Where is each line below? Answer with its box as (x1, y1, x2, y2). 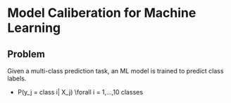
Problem (7, 48, 46, 60)
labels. (7, 74, 27, 83)
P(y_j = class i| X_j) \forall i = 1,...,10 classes (17, 88, 143, 96)
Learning (7, 20, 61, 36)
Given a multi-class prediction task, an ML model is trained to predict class (7, 67, 224, 75)
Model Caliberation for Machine (7, 5, 196, 21)
